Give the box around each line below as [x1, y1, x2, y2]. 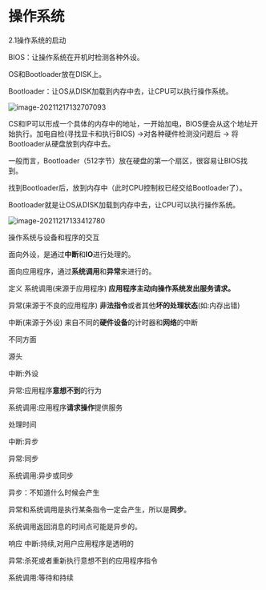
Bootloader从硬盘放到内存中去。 [8, 138, 115, 148]
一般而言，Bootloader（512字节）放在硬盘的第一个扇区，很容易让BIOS [8, 155, 241, 165]
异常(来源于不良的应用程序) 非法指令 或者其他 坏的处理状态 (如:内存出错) [8, 300, 240, 310]
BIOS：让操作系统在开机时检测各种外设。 [8, 52, 144, 62]
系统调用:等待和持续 [8, 572, 75, 582]
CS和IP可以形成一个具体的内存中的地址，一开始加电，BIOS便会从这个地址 [8, 118, 252, 128]
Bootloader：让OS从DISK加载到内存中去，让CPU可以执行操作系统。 [8, 86, 233, 96]
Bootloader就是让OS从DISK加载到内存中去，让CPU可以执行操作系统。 [8, 199, 240, 209]
